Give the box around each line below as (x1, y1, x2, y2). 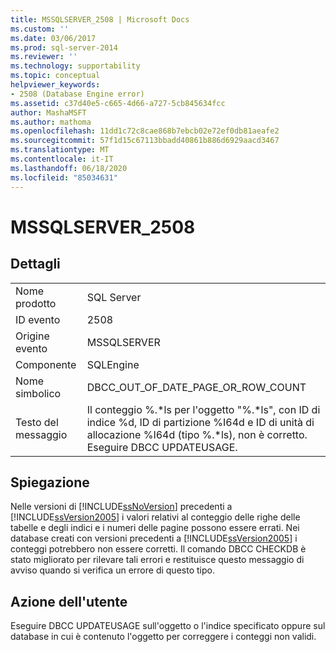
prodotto (15, 296, 57, 310)
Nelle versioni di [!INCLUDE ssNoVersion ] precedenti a (10, 501, 233, 513)
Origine (15, 329, 50, 343)
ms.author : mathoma (10, 117, 92, 127)
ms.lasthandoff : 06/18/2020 (10, 163, 128, 173)
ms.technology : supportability (10, 61, 141, 71)
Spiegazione (10, 474, 90, 491)
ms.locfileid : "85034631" (10, 172, 118, 183)
